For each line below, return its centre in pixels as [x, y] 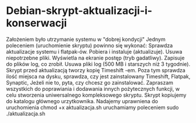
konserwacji [37, 23]
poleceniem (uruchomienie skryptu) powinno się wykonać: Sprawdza [90, 45]
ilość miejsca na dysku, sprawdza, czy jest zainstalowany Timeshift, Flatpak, [98, 76]
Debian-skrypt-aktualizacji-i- [79, 11]
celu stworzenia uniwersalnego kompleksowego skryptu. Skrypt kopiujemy [96, 95]
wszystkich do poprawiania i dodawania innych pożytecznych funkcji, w [93, 89]
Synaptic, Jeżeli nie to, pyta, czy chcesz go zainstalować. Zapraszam [90, 82]
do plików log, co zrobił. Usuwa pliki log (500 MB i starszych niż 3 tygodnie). [98, 64]
